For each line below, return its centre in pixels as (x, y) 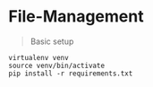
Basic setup (52, 41)
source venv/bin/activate (56, 65)
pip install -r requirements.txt (71, 74)
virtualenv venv (38, 57)
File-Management (76, 17)
